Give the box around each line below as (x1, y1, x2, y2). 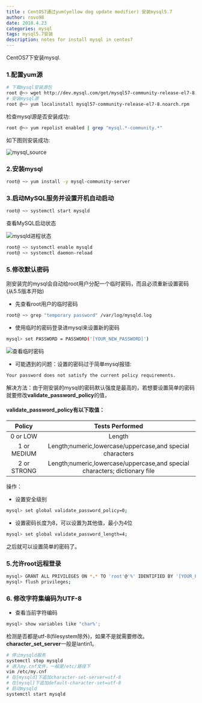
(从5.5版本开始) (6, 288, 44, 295)
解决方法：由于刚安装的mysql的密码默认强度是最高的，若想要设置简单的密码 (6, 384, 195, 391)
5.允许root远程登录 (6, 559, 61, 568)
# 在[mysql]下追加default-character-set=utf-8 (6, 680, 121, 686)
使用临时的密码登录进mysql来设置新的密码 (14, 324, 120, 331)
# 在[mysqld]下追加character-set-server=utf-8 (6, 674, 121, 681)
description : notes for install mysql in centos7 (6, 37, 133, 43)
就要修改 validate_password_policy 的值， (6, 391, 110, 398)
